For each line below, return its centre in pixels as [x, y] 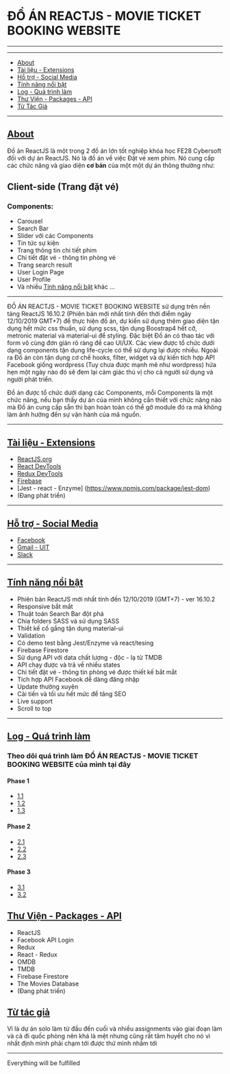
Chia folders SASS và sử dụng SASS [68, 621]
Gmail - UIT [33, 547]
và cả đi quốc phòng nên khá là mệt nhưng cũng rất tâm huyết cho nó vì [109, 1036]
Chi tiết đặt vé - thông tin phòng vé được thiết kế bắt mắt [97, 672]
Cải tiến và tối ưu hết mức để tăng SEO [72, 693]
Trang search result [44, 265]
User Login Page [41, 272]
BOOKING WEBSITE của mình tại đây [69, 765]
